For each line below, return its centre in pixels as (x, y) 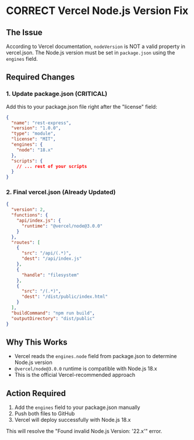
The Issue (24, 32)
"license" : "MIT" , (34, 139)
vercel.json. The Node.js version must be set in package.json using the (91, 53)
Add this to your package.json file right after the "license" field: (82, 106)
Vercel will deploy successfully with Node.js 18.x (73, 420)
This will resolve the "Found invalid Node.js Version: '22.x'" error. (84, 431)
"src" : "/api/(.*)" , (46, 253)
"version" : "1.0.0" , (36, 128)
